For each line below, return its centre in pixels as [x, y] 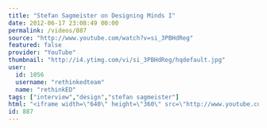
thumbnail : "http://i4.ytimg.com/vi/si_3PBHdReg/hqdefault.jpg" [117, 60]
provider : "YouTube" [43, 52]
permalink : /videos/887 [48, 30]
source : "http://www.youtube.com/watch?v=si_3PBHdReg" [101, 38]
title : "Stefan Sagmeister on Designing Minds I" [92, 16]
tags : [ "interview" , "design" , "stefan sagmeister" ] [94, 97]
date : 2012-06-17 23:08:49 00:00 [64, 23]
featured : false [35, 45]
